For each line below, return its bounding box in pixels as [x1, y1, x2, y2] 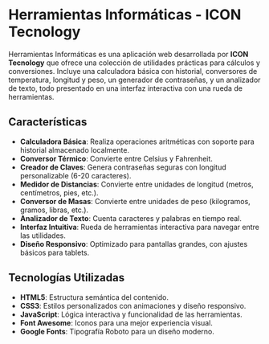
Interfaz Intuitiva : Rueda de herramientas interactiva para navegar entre [19, 222, 259, 231]
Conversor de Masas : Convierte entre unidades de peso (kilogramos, [19, 196, 251, 206]
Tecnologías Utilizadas [8, 271, 125, 285]
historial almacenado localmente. [19, 145, 130, 154]
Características [8, 115, 88, 129]
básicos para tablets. [19, 248, 90, 257]
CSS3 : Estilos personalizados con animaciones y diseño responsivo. [19, 301, 247, 310]
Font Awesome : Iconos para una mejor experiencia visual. [19, 317, 213, 327]
